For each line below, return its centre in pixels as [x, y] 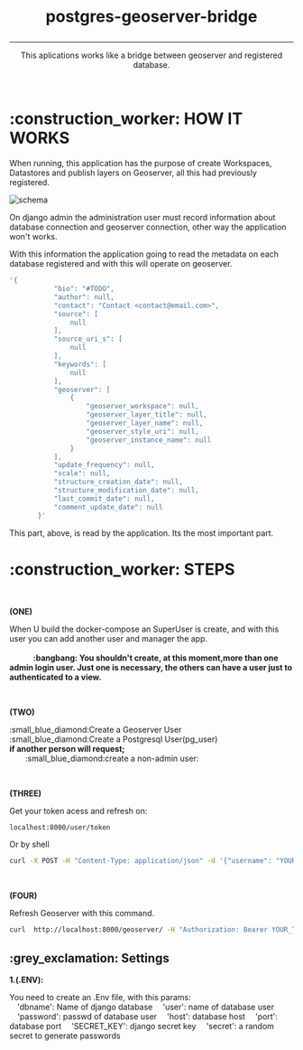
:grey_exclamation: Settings [89, 958]
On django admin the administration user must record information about [142, 218]
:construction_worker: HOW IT [126, 119]
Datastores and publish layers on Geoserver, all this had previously [133, 173]
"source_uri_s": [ [88, 339]
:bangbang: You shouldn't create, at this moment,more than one [156, 658]
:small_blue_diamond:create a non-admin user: [112, 759]
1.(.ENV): [27, 980]
